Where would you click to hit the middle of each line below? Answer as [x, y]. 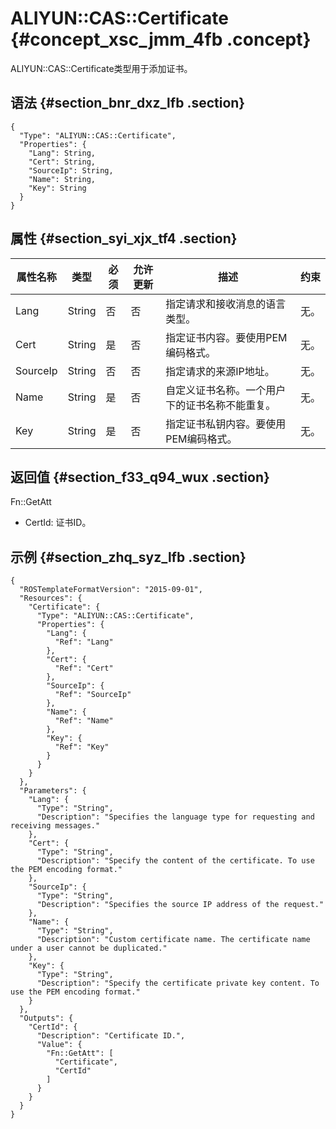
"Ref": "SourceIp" [93, 695]
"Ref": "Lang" [84, 642]
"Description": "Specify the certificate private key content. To [178, 983]
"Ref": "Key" [82, 747]
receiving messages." [55, 826]
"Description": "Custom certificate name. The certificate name [173, 940]
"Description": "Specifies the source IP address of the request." [180, 905]
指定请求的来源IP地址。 [220, 371]
